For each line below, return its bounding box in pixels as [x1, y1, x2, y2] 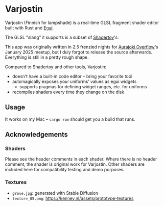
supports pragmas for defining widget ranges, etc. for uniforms [19, 83, 147, 89]
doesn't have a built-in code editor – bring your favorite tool [12, 73, 133, 79]
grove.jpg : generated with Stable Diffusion [12, 190, 98, 196]
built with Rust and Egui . [5, 25, 54, 30]
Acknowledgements [5, 130, 68, 139]
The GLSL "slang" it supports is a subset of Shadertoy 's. [5, 34, 119, 40]
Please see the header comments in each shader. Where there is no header [5, 156, 157, 162]
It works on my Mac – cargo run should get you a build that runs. [5, 116, 136, 122]
